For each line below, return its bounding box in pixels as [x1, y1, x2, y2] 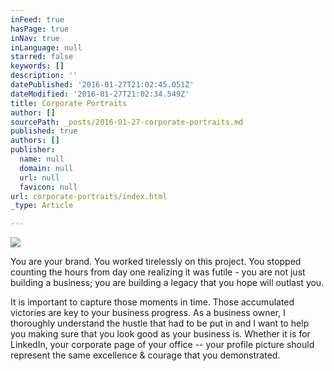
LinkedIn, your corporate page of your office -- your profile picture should [10, 339, 315, 351]
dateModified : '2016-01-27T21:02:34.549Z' [10, 89, 190, 99]
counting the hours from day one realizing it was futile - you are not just [10, 266, 306, 278]
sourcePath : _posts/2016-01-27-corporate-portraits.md [10, 117, 244, 127]
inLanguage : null [10, 42, 83, 53]
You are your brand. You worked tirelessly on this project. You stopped [10, 256, 302, 268]
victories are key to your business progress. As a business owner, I [10, 307, 286, 319]
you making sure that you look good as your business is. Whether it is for [10, 328, 311, 340]
